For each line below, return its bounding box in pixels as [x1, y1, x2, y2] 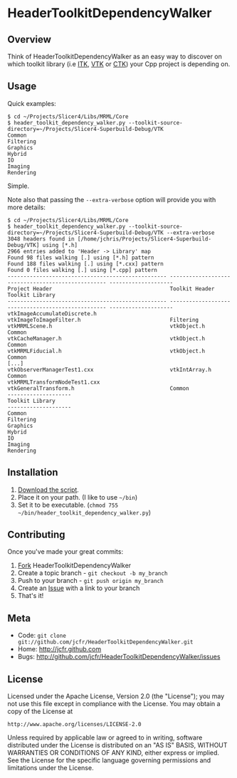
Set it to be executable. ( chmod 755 [17, 500, 119, 509]
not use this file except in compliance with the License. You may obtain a [7, 700, 221, 708]
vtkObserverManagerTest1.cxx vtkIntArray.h [7, 366, 212, 373]
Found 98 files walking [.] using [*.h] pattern [7, 254, 154, 261]
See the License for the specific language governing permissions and [7, 756, 211, 764]
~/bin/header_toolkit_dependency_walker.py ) [17, 508, 152, 517]
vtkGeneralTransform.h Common [7, 384, 190, 392]
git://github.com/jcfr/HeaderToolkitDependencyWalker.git [17, 638, 194, 646]
